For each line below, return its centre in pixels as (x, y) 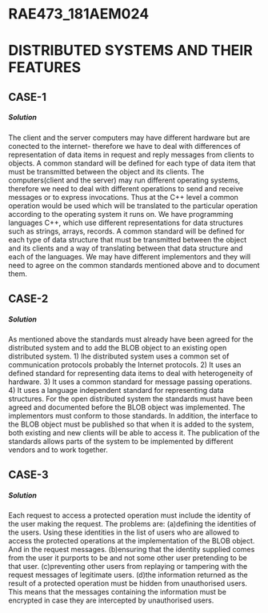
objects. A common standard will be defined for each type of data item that (132, 163)
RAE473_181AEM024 (79, 14)
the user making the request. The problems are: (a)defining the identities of (132, 524)
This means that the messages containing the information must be (117, 592)
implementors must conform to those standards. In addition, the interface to (133, 416)
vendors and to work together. (58, 450)
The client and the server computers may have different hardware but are (129, 138)
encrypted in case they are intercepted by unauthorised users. (111, 600)
